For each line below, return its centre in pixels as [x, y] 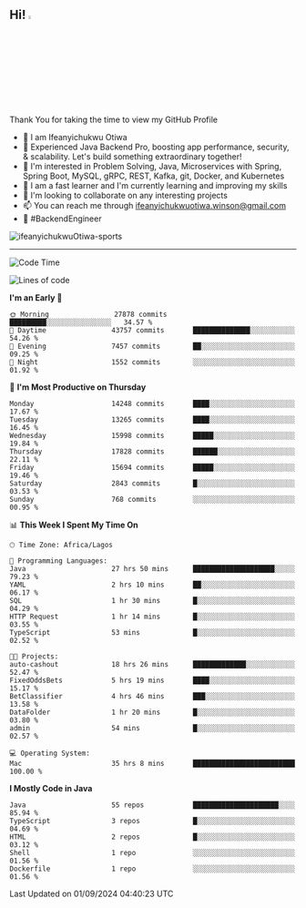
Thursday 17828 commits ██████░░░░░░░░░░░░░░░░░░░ [153, 451]
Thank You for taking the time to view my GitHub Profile [114, 119]
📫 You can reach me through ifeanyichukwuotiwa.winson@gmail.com [154, 205]
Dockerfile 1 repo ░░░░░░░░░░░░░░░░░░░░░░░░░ [153, 869]
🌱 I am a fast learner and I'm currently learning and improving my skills [155, 185]
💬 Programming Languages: [58, 561]
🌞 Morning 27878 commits [88, 314]
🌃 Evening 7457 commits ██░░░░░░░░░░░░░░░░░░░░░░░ [153, 346]
